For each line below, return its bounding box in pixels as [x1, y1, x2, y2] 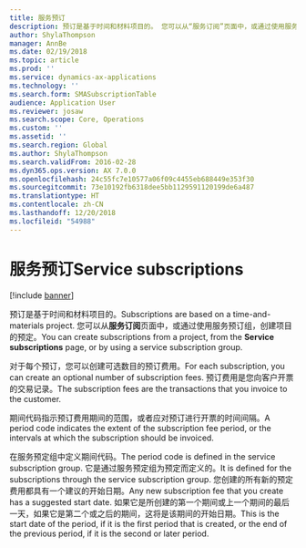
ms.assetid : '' [9, 132, 67, 141]
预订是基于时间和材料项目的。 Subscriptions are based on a [9, 308, 231, 319]
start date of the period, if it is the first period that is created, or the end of [9, 518, 288, 529]
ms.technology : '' [9, 81, 79, 90]
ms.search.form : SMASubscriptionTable [9, 89, 157, 98]
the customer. [9, 393, 62, 404]
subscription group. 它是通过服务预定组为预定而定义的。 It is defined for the [9, 462, 292, 473]
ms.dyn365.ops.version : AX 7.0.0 [9, 166, 137, 175]
